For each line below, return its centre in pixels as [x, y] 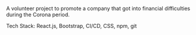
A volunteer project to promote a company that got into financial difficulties [98, 8]
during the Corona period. [38, 15]
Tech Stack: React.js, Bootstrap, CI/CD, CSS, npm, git [71, 26]
